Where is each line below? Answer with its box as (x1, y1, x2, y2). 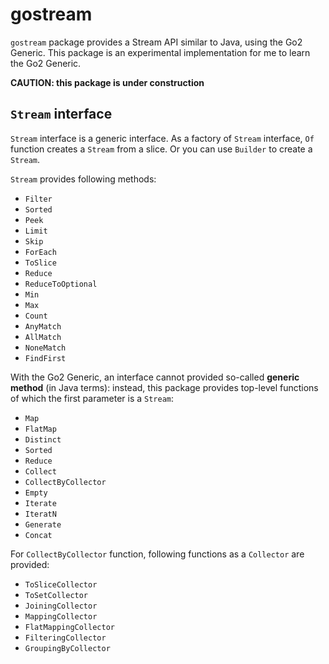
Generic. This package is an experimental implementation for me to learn (10, 46, 311, 58)
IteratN (24, 509, 57, 519)
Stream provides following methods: (10, 173, 157, 185)
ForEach (24, 247, 57, 257)
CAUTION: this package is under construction (10, 76, 205, 88)
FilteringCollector (24, 633, 107, 643)
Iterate (24, 498, 57, 508)
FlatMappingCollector (24, 622, 115, 632)
